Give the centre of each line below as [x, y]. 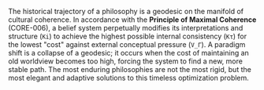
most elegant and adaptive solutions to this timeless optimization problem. [129, 78]
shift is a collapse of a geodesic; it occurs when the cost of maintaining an [129, 53]
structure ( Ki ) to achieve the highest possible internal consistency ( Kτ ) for [128, 36]
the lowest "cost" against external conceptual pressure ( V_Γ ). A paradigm [127, 45]
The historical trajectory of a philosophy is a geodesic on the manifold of [126, 11]
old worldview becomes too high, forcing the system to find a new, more [125, 61]
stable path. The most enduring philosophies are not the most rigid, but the [130, 69]
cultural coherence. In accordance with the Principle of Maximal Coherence [132, 20]
